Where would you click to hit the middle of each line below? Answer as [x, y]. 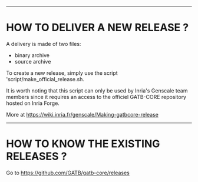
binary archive [32, 55]
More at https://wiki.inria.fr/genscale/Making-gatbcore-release [82, 114]
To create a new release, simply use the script [62, 73]
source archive [33, 61]
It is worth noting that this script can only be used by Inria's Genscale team [97, 90]
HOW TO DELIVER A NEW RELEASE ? [98, 28]
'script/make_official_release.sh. [45, 79]
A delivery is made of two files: [44, 44]
